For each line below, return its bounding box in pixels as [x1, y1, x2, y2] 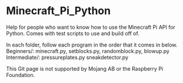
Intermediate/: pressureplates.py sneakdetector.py [6, 54, 128, 61]
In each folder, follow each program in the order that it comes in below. [6, 41, 178, 48]
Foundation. [6, 71, 35, 78]
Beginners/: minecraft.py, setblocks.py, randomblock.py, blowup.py [6, 47, 169, 54]
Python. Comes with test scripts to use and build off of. [6, 29, 139, 36]
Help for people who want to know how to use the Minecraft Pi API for [6, 24, 175, 31]
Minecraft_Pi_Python [6, 4, 111, 18]
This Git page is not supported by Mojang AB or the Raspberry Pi [6, 65, 164, 72]
